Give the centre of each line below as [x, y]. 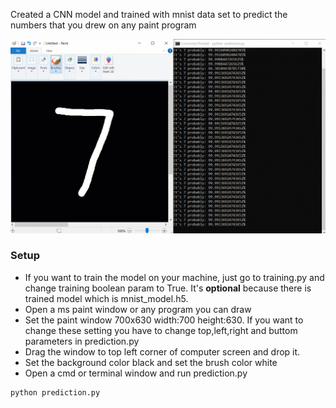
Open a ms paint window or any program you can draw [138, 309]
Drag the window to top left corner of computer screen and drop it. [162, 351]
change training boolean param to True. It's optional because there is [168, 288]
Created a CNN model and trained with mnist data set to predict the [149, 14]
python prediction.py [55, 392]
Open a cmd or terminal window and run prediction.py [136, 373]
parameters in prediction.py [82, 341]
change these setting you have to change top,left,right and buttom [161, 330]
